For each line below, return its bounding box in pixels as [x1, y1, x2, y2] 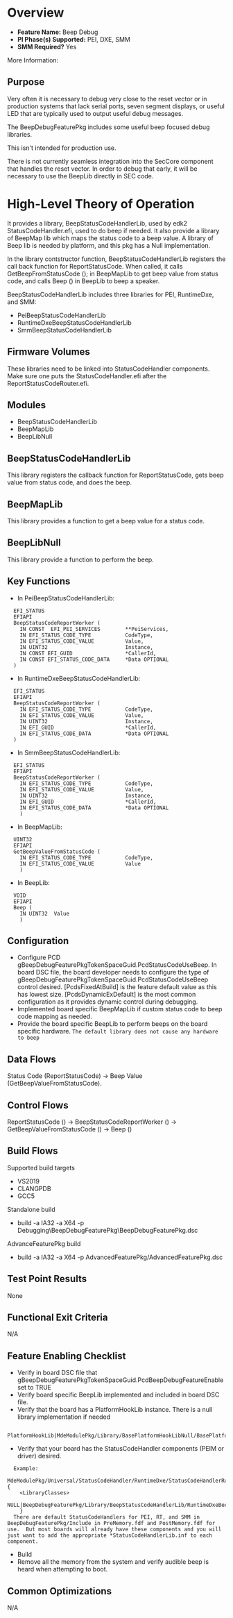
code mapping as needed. [17, 1012, 92, 1021]
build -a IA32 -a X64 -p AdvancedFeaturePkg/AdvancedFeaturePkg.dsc [17, 1253, 223, 1261]
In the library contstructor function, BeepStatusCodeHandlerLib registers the [7, 255, 226, 263]
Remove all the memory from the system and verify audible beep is [17, 1558, 209, 1566]
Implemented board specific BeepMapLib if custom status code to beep [17, 1005, 223, 1013]
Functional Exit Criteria [7, 1312, 108, 1324]
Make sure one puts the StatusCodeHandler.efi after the [7, 371, 167, 380]
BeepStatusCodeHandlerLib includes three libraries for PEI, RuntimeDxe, [7, 290, 214, 298]
